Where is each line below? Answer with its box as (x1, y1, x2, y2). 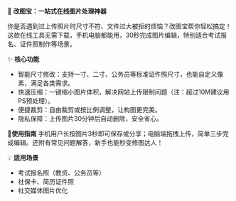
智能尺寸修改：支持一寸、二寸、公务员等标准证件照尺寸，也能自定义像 (17, 70, 224, 78)
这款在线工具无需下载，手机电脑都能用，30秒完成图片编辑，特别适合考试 (7, 31, 221, 39)
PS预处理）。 (17, 97, 55, 105)
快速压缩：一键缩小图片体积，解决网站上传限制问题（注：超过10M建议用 (17, 88, 230, 96)
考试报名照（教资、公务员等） (17, 168, 105, 177)
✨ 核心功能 (7, 55, 40, 63)
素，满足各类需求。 (17, 79, 75, 87)
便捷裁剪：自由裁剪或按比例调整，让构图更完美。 (17, 106, 161, 114)
